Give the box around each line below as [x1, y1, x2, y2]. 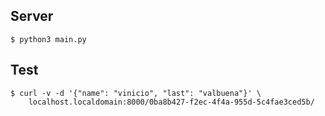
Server [10, 8, 54, 25]
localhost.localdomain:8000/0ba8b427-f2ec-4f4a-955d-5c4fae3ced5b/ [28, 97, 315, 107]
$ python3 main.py [10, 34, 87, 44]
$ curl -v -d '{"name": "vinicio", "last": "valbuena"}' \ [10, 88, 262, 98]
